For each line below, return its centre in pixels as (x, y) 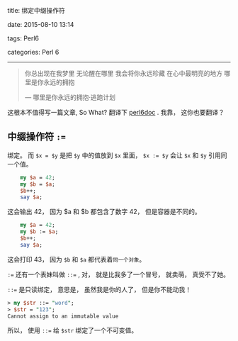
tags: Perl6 (23, 38)
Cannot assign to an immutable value (63, 316)
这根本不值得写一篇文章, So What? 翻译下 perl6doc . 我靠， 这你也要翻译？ (116, 112)
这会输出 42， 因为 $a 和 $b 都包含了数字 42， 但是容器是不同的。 (104, 212)
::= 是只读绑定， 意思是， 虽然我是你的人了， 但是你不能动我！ (100, 289)
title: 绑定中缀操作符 (36, 10)
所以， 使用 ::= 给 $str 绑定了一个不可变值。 (73, 330)
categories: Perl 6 (33, 52)
